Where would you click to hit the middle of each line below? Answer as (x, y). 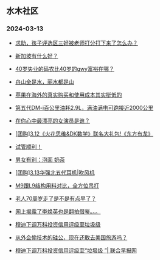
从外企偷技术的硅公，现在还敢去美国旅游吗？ (71, 237)
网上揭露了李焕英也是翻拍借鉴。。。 (58, 211)
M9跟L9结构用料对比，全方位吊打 (57, 186)
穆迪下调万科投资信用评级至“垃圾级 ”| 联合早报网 (76, 250)
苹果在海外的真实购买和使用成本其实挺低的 (68, 95)
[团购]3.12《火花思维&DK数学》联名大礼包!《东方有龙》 (84, 134)
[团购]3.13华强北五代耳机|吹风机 (55, 172)
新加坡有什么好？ (37, 56)
